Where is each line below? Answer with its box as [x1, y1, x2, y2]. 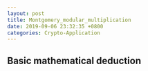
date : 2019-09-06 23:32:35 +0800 [7, 23, 104, 30]
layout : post [7, 10, 45, 17]
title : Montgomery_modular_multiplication [7, 17, 131, 23]
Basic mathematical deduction [7, 54, 142, 66]
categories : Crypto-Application [7, 29, 100, 37]
